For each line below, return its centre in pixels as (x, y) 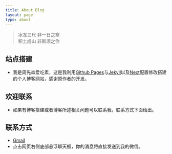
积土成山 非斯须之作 (39, 41)
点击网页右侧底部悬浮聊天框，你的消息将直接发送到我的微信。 (78, 146)
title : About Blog (25, 10)
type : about (18, 20)
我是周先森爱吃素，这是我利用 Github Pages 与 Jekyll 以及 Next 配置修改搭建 (90, 72)
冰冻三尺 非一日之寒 (39, 35)
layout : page (19, 15)
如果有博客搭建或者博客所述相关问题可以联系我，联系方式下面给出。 (84, 110)
